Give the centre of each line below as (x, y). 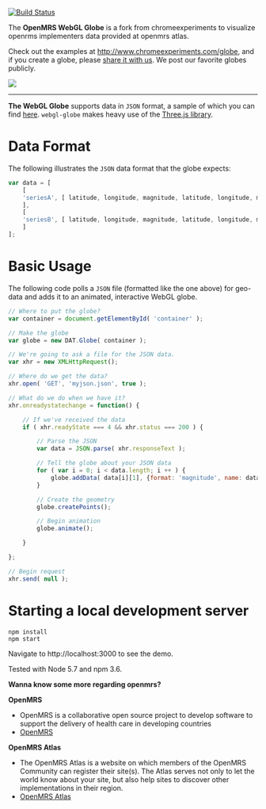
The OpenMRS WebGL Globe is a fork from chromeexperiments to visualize (132, 27)
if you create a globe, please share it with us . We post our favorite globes (127, 60)
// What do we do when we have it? (67, 398)
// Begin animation (69, 521)
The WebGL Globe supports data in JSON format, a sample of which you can (132, 106)
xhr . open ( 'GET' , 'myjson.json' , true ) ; (78, 384)
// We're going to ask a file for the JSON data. (92, 355)
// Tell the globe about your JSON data (104, 463)
